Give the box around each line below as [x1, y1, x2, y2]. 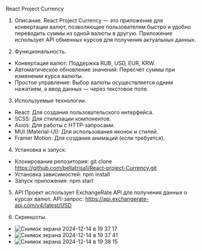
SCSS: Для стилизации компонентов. [14, 115, 112, 122]
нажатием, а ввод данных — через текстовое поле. [14, 85, 149, 93]
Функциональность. [14, 48, 67, 55]
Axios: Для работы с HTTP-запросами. [14, 122, 115, 129]
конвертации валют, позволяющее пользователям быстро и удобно [14, 24, 192, 30]
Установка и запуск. [14, 146, 67, 153]
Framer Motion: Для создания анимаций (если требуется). [14, 134, 165, 142]
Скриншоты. [14, 214, 47, 220]
